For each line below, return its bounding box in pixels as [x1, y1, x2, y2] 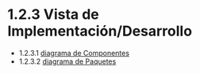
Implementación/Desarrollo [7, 22, 192, 40]
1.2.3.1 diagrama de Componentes [18, 48, 130, 57]
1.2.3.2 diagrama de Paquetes [18, 57, 117, 66]
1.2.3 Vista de [7, 6, 100, 24]
